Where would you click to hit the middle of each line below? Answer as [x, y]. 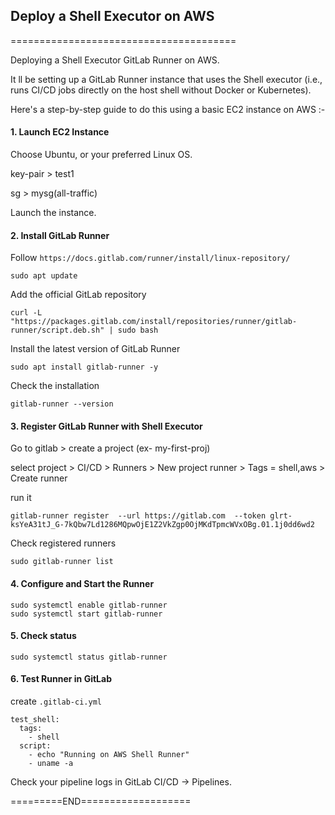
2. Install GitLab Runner [60, 235]
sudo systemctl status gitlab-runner [89, 657]
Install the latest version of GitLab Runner [95, 349]
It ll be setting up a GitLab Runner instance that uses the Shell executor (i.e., [166, 79]
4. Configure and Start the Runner [82, 584]
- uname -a [51, 764]
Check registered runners [63, 543]
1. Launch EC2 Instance [60, 132]
